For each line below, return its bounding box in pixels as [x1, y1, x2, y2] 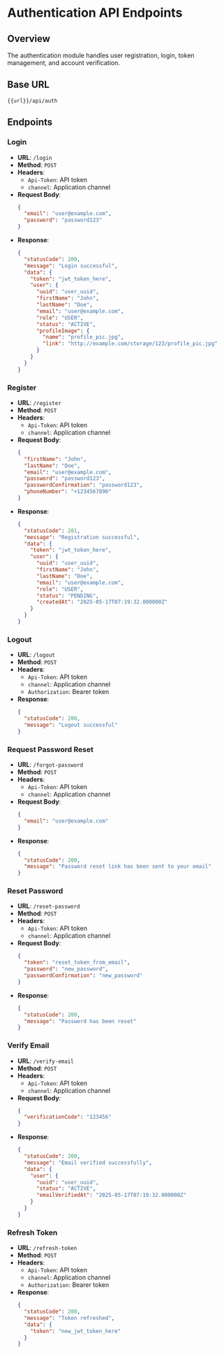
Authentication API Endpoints [7, 5, 183, 21]
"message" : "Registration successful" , [24, 533, 140, 540]
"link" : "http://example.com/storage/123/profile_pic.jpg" [43, 340, 218, 347]
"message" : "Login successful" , [24, 262, 118, 270]
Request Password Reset [7, 744, 94, 754]
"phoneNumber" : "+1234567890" [24, 488, 112, 495]
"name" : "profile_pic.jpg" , [43, 334, 124, 341]
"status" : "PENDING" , [36, 592, 99, 599]
